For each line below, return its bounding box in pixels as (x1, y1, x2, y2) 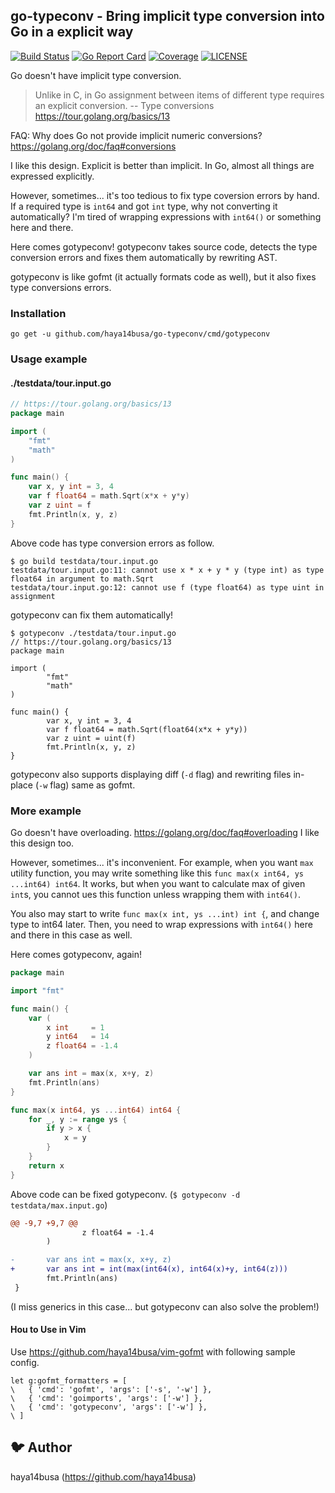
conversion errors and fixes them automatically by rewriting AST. (10, 251, 278, 263)
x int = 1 (46, 1022, 105, 1033)
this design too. (10, 837, 75, 849)
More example (10, 804, 82, 818)
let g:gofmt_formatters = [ (10, 1375, 128, 1386)
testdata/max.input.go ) (10, 1199, 108, 1211)
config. (10, 1356, 40, 1368)
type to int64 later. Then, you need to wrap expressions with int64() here (10, 919, 313, 931)
